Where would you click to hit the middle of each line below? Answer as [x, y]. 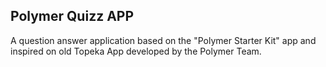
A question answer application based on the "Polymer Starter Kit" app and [163, 40]
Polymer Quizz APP [72, 16]
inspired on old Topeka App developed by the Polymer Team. [136, 51]
